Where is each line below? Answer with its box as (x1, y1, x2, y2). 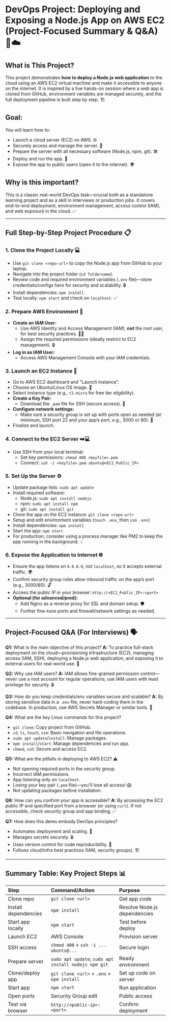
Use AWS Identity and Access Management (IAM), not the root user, (20, 325, 164, 331)
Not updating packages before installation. (12, 787, 102, 793)
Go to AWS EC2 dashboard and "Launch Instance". (12, 379, 120, 385)
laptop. (12, 266, 28, 272)
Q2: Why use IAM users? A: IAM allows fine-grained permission (5, 670, 139, 677)
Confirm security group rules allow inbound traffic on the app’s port (12, 576, 154, 582)
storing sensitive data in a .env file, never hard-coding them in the (5, 699, 144, 705)
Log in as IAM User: (12, 349, 55, 355)
